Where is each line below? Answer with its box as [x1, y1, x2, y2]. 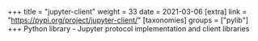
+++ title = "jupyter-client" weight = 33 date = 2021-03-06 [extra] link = [7, 7, 247, 16]
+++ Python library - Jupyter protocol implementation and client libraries [7, 24, 250, 33]
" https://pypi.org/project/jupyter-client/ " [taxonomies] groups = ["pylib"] [7, 15, 248, 25]
